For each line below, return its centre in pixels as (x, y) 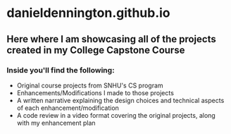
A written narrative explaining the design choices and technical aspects (120, 100)
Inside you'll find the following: (61, 70)
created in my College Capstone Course (96, 50)
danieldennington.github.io (88, 13)
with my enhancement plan (56, 123)
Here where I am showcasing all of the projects (111, 39)
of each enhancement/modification (68, 108)
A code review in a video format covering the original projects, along (116, 115)
